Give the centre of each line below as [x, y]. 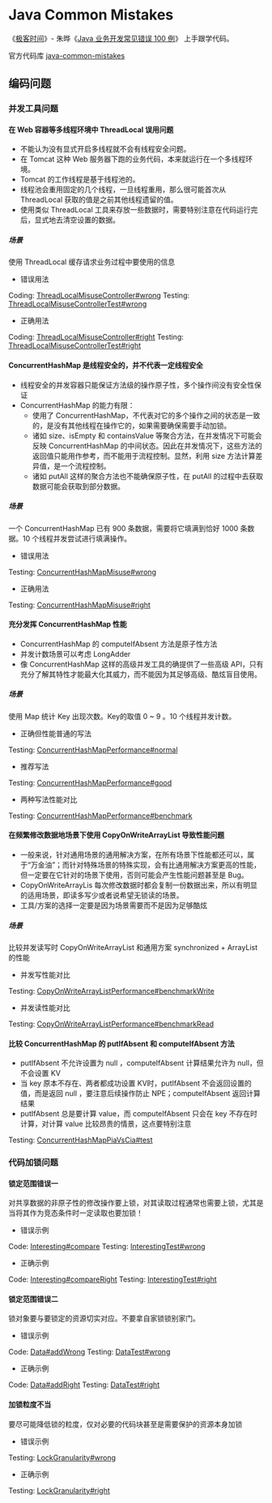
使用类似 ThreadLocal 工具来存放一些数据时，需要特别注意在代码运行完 [139, 210]
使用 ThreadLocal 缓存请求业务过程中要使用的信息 [92, 262]
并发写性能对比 [45, 974]
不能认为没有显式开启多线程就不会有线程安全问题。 [105, 149]
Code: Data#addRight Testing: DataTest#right [84, 1385]
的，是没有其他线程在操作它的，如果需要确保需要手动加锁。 [132, 425]
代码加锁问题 [34, 1163]
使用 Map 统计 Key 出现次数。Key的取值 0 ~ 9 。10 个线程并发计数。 [122, 716]
